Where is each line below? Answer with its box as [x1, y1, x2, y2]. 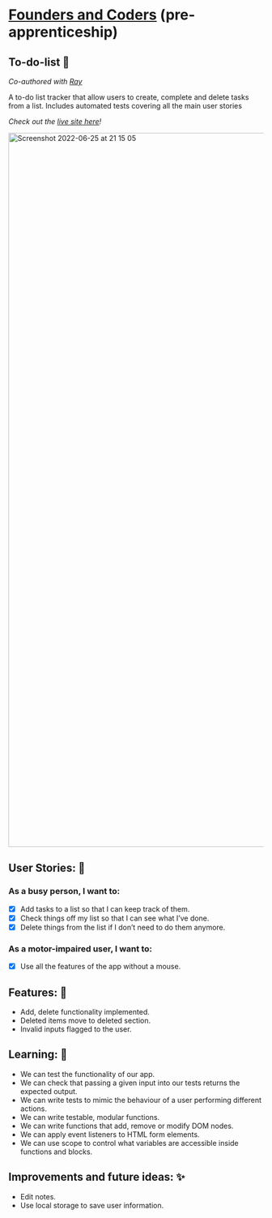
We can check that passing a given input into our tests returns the [19, 1078, 240, 1088]
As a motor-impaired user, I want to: [8, 942, 152, 954]
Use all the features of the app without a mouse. [19, 962, 181, 972]
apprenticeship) [8, 23, 118, 41]
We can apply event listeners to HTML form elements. [19, 1129, 200, 1139]
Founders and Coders [8, 6, 157, 24]
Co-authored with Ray [8, 77, 83, 86]
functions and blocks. [19, 1147, 93, 1156]
